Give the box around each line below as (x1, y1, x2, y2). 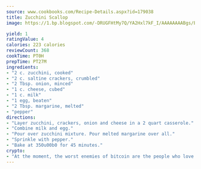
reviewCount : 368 (6, 47, 50, 54)
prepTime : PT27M (6, 58, 47, 65)
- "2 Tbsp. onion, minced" (6, 81, 74, 87)
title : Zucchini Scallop (6, 14, 68, 20)
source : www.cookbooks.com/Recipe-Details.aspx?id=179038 (6, 8, 154, 15)
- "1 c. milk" (6, 92, 42, 98)
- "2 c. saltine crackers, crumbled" (6, 76, 100, 82)
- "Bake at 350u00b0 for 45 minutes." (6, 142, 103, 148)
